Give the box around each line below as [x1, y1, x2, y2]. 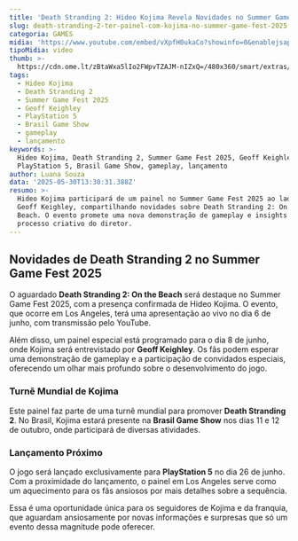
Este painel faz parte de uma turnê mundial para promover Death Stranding [9, 405, 286, 416]
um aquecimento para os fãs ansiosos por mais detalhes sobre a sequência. [9, 485, 287, 496]
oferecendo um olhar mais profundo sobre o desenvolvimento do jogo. [9, 363, 268, 373]
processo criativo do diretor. [17, 219, 133, 228]
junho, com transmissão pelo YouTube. [9, 318, 152, 328]
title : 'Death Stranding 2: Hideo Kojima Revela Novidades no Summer [9, 12, 272, 22]
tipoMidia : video [9, 46, 74, 55]
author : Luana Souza [9, 169, 86, 178]
